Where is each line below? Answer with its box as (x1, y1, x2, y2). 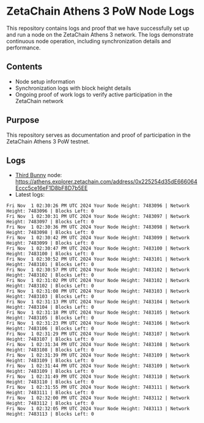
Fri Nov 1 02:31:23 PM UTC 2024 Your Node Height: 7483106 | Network (6, 320, 190, 327)
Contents (6, 62, 43, 72)
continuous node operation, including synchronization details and (6, 37, 171, 45)
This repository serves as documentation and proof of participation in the (6, 131, 191, 139)
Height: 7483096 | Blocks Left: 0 (6, 208, 95, 214)
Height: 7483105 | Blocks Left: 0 (6, 315, 95, 321)
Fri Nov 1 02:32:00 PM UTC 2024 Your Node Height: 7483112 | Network (6, 395, 190, 401)
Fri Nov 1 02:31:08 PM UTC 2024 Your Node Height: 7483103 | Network (6, 288, 190, 294)
